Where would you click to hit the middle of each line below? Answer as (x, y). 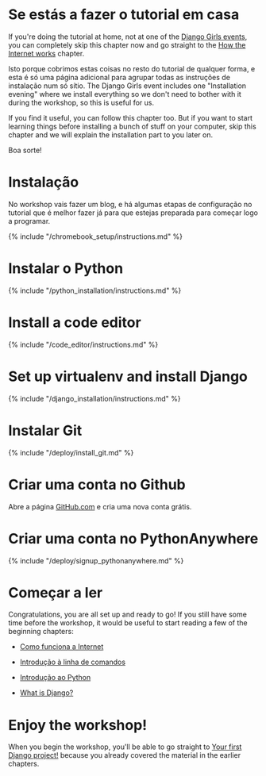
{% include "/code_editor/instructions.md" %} (83, 344)
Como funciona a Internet (62, 647)
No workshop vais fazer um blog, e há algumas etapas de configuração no (130, 204)
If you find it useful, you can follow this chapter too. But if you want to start (130, 117)
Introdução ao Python (55, 678)
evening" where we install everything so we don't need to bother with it (125, 94)
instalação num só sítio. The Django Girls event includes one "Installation (127, 86)
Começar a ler (56, 592)
